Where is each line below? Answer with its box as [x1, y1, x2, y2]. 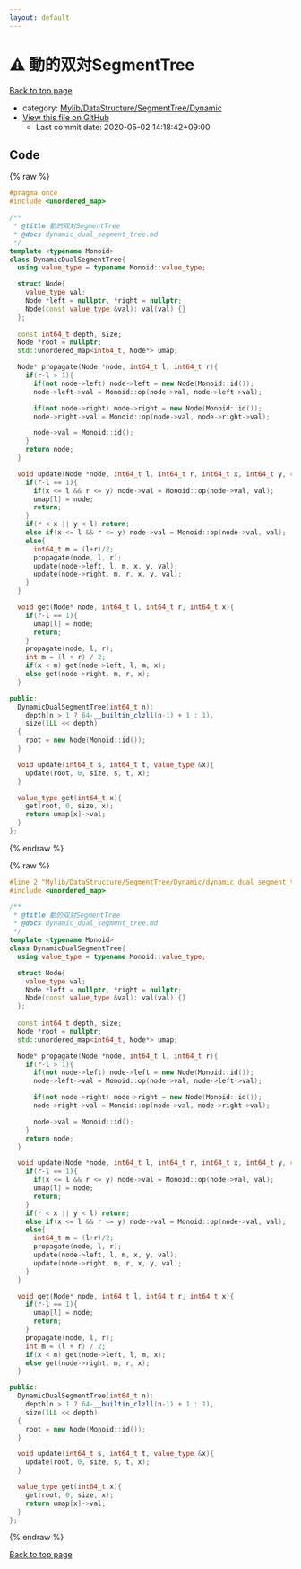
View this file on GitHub [21, 111, 110, 122]
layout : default [9, 13, 70, 22]
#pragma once [9, 189, 58, 198]
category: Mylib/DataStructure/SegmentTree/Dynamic [21, 102, 222, 113]
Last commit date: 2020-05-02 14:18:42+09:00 [35, 121, 211, 132]
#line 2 [9, 877, 39, 886]
